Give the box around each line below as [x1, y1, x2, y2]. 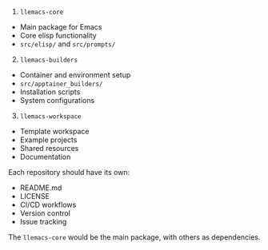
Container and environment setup [19, 70, 131, 79]
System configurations [19, 96, 95, 105]
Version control [19, 208, 70, 218]
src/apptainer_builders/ [19, 80, 103, 88]
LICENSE [19, 192, 50, 200]
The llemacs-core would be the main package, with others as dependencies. [8, 232, 261, 242]
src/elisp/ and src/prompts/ [19, 39, 116, 49]
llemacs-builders [19, 56, 78, 64]
